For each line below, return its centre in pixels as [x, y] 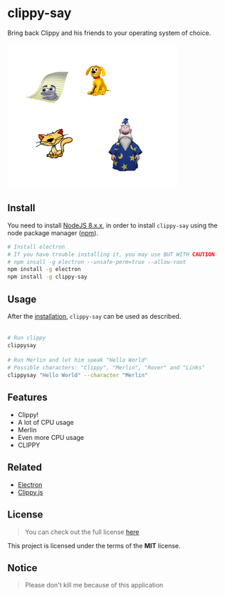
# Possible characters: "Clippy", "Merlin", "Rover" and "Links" [106, 368]
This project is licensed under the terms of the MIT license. [94, 545]
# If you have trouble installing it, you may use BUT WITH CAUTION [111, 255]
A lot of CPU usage [46, 422]
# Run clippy [27, 338]
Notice [22, 568]
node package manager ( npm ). [53, 232]
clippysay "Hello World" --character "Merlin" [78, 376]
